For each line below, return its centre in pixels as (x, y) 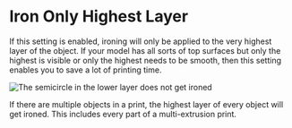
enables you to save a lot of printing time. (86, 70)
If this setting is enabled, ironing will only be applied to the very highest (141, 41)
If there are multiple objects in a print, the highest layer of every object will (146, 104)
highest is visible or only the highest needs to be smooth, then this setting (146, 60)
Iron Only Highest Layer (99, 17)
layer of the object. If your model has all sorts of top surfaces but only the (145, 50)
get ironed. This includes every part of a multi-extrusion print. (123, 114)
